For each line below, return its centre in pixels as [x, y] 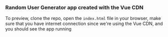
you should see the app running [39, 29]
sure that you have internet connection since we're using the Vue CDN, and [84, 23]
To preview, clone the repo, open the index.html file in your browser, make [83, 18]
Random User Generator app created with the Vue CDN [74, 7]
